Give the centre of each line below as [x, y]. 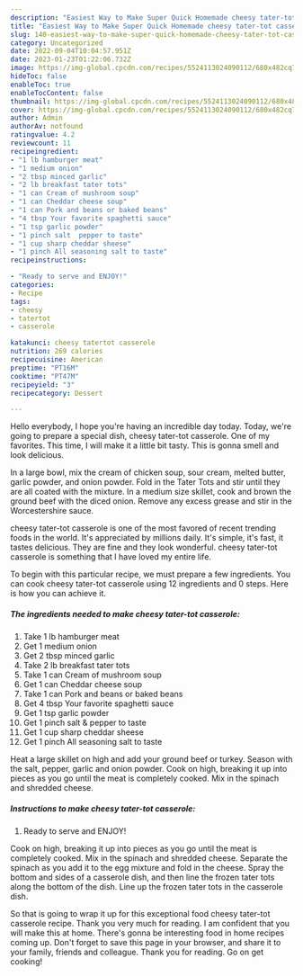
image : [22, 68]
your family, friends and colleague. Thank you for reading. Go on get [137, 952]
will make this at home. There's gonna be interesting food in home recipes [147, 933]
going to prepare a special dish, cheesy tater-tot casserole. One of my [140, 436]
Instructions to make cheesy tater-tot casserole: [103, 808]
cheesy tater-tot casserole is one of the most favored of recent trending [143, 528]
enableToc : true [40, 85]
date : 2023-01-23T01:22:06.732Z [71, 59]
